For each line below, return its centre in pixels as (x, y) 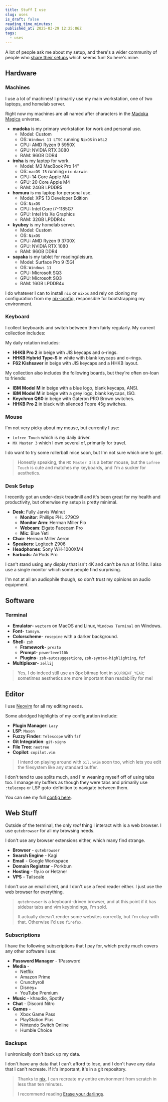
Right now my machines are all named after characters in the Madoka (77, 113)
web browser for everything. (35, 892)
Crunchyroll (32, 983)
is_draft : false (22, 19)
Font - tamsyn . (26, 631)
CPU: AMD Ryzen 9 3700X (47, 240)
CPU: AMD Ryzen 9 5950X (47, 145)
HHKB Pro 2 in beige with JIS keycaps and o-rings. (65, 352)
